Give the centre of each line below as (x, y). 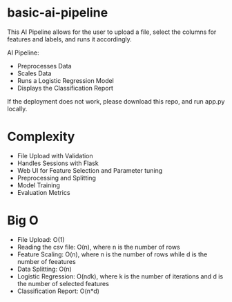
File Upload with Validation (55, 155)
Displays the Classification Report (65, 88)
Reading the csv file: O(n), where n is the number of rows (99, 247)
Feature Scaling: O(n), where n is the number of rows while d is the (112, 254)
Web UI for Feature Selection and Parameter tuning (90, 170)
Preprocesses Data (44, 66)
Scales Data (34, 73)
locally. (17, 108)
